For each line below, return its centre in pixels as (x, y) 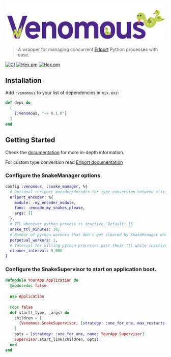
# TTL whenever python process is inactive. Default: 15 (72, 224)
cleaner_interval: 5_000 (36, 251)
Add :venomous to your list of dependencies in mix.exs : (62, 93)
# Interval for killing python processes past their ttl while (78, 246)
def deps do (18, 103)
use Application (27, 296)
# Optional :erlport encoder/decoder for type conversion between (82, 192)
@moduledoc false (28, 286)
